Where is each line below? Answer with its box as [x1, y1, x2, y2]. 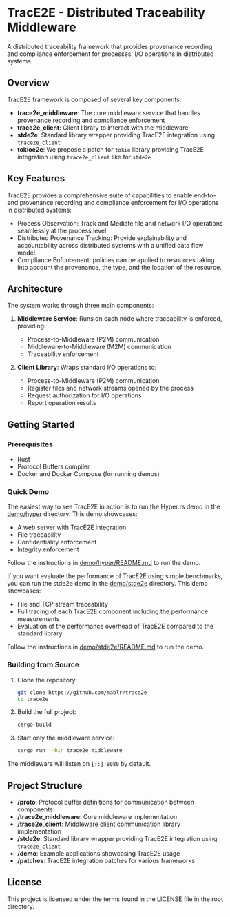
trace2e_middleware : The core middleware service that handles [17, 108, 201, 117]
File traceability [17, 531, 61, 539]
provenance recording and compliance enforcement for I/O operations [19, 198, 219, 206]
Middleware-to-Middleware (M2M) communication [27, 343, 171, 351]
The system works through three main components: [7, 302, 154, 310]
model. [17, 248, 37, 257]
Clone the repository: [17, 676, 78, 684]
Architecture [7, 283, 63, 295]
